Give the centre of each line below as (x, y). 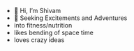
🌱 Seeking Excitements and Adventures (70, 18)
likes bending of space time (54, 32)
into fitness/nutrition (43, 25)
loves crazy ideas (39, 40)
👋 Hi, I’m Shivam (37, 11)
